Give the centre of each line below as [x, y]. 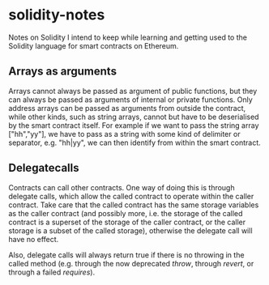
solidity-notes [57, 15]
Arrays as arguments [63, 72]
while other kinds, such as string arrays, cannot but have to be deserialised [134, 117]
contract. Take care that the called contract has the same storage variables [134, 205]
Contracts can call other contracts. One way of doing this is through [122, 187]
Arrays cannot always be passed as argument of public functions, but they [133, 91]
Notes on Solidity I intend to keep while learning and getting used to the [128, 37]
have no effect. [34, 239]
